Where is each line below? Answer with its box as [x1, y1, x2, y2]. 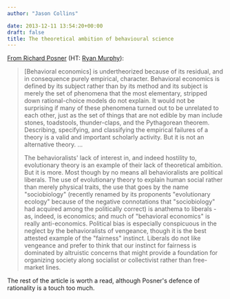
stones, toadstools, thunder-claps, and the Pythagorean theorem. [23, 118, 210, 127]
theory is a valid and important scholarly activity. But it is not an [23, 133, 205, 142]
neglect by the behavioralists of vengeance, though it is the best [23, 227, 207, 235]
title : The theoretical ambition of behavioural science [7, 35, 174, 42]
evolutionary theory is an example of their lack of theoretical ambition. [23, 161, 223, 169]
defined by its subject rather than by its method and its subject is [23, 82, 209, 90]
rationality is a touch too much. [7, 284, 95, 292]
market [23, 263, 45, 272]
